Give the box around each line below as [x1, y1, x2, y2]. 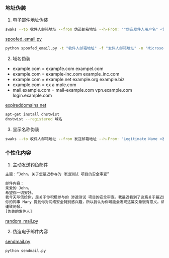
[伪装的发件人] [5, 209, 33, 214]
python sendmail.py [5, 248, 46, 253]
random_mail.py [5, 218, 39, 224]
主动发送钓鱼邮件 [12, 161, 48, 167]
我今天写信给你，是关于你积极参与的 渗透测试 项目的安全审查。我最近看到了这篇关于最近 [5, 195, 163, 200]
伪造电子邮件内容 [12, 228, 48, 234]
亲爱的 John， [5, 185, 32, 190]
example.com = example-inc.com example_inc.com [12, 71, 120, 77]
